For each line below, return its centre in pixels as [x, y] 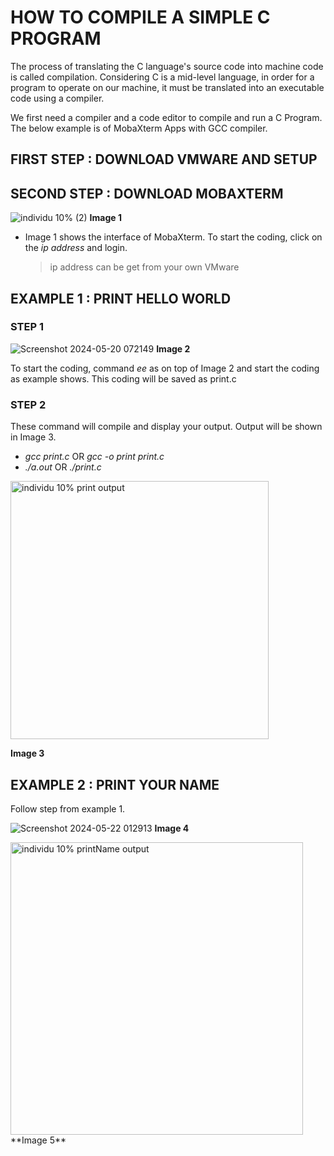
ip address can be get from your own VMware [144, 267]
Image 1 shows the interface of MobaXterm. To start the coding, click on [173, 237]
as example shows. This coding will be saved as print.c [123, 378]
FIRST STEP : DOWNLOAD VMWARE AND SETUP [164, 159]
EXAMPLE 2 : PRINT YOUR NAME [115, 784]
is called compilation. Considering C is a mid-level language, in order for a [162, 77]
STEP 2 [28, 404]
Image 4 [172, 828]
